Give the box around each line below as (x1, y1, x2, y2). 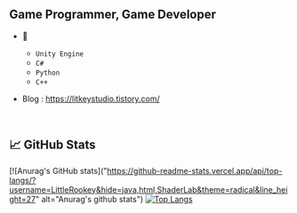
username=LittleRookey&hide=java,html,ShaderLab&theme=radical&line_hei (9, 184, 288, 194)
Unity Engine (35, 49, 84, 59)
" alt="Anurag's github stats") (35, 193, 144, 204)
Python (35, 68, 60, 77)
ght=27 (9, 193, 36, 204)
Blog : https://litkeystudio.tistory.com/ (21, 93, 160, 104)
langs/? (9, 175, 36, 185)
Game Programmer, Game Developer (9, 7, 216, 22)
